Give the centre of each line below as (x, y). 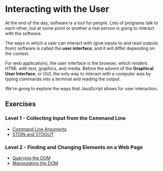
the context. (17, 54)
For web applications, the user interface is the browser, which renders (76, 63)
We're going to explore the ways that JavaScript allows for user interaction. (82, 88)
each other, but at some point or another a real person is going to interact (80, 28)
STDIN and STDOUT (33, 134)
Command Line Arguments (40, 129)
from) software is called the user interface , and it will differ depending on (80, 48)
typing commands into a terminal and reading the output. (63, 79)
